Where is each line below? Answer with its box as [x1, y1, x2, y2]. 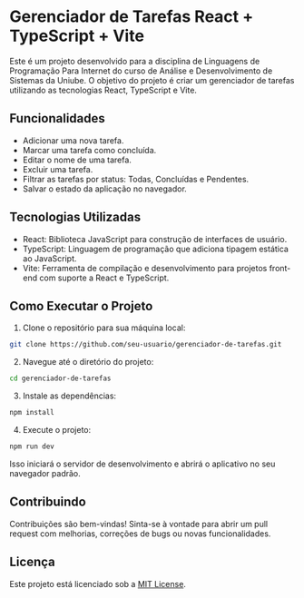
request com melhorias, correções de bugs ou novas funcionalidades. [9, 528, 271, 539]
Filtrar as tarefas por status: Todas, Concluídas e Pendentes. [22, 173, 250, 184]
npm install [9, 408, 54, 417]
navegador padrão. [9, 467, 82, 478]
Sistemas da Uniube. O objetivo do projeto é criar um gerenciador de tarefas [9, 74, 295, 85]
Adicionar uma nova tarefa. [22, 134, 124, 146]
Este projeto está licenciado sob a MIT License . [9, 578, 186, 589]
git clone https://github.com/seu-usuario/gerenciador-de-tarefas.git [9, 340, 282, 349]
